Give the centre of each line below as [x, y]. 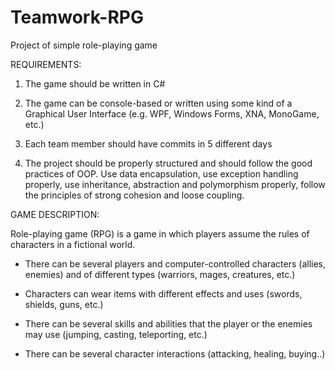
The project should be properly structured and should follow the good [168, 163]
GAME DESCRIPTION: [55, 214]
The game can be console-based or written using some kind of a [158, 103]
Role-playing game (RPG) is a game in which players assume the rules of [160, 233]
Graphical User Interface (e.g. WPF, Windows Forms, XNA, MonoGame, [172, 113]
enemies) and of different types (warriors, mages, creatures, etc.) [160, 274]
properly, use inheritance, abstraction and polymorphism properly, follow [175, 184]
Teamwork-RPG [77, 17]
